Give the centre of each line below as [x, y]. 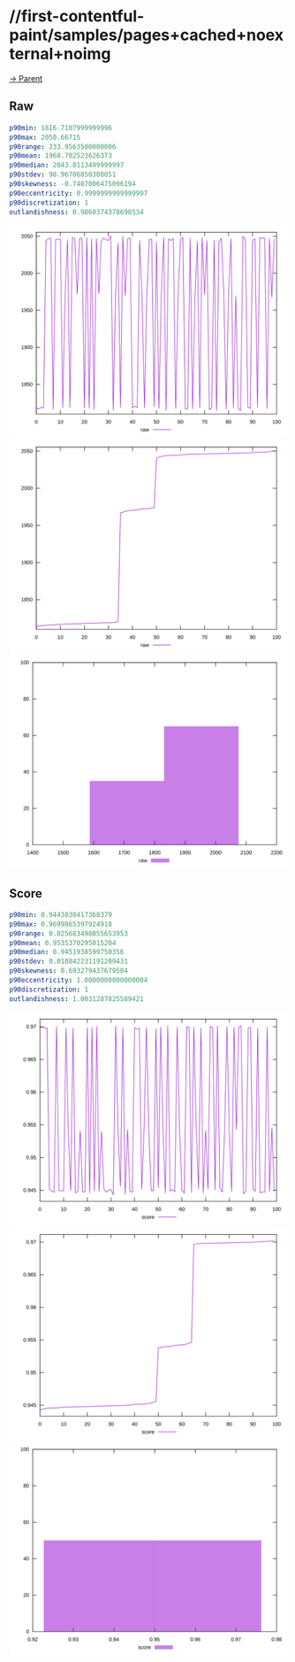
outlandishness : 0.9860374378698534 [76, 212]
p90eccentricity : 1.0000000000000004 [79, 981]
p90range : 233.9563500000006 [63, 147]
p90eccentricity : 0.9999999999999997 [79, 193]
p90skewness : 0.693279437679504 [68, 971]
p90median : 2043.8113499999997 [67, 166]
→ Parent [26, 78]
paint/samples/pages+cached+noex [147, 35]
